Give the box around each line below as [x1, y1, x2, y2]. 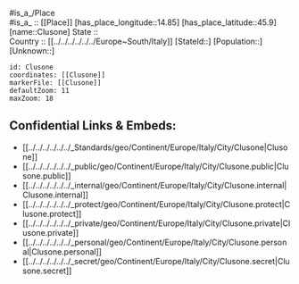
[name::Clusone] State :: [9, 27, 98, 37]
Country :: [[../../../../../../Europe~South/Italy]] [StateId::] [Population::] [9, 36, 263, 46]
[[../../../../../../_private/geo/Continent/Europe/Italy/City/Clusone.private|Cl [21, 218, 291, 229]
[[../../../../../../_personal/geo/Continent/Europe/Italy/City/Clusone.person [21, 237, 287, 247]
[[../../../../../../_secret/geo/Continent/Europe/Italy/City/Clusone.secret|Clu [21, 255, 290, 266]
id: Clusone [9, 63, 54, 71]
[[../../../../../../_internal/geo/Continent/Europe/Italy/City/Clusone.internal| [21, 180, 287, 190]
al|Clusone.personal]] [21, 246, 103, 257]
